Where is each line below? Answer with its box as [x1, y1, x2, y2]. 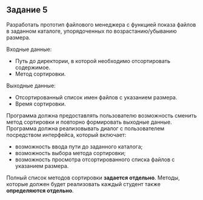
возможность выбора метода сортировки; [15, 149, 126, 156]
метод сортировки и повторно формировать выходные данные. [6, 118, 172, 125]
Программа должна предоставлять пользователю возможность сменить [6, 112, 197, 119]
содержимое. [15, 64, 50, 71]
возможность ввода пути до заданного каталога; [15, 142, 143, 150]
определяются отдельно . [6, 187, 74, 194]
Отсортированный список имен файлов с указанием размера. [15, 93, 178, 101]
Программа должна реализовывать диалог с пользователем [6, 124, 165, 132]
